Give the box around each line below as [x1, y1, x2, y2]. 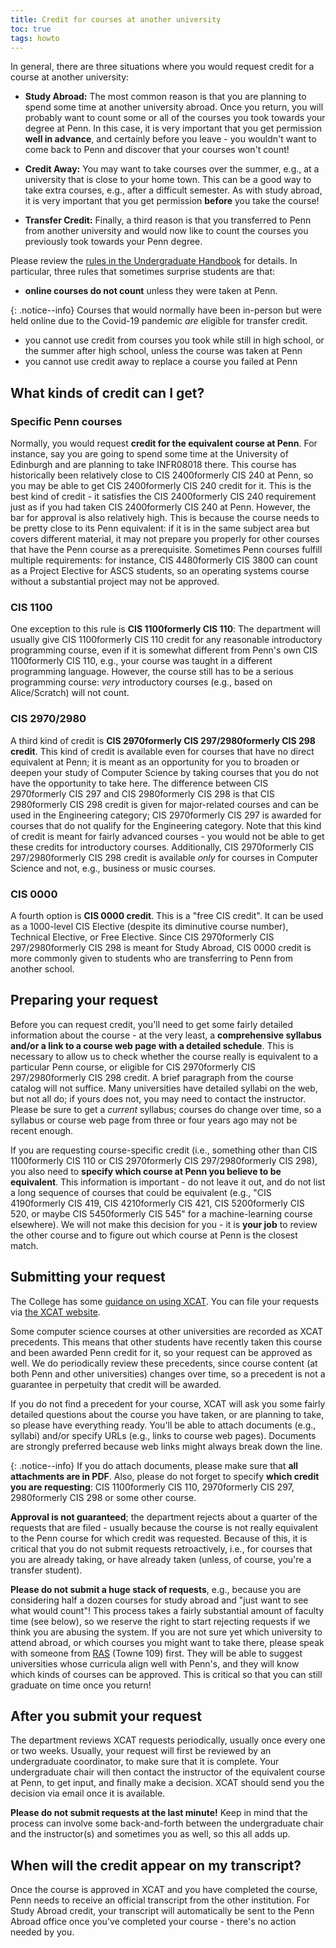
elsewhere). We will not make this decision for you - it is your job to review [10, 1218, 318, 1230]
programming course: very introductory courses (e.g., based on [10, 676, 273, 688]
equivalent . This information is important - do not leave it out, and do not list [10, 1176, 326, 1188]
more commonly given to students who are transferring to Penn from [10, 952, 294, 964]
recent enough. [10, 1124, 74, 1136]
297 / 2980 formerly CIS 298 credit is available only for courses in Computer [10, 851, 318, 863]
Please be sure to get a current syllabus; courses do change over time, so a [10, 1103, 322, 1115]
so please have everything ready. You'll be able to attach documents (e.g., [10, 1419, 317, 1431]
